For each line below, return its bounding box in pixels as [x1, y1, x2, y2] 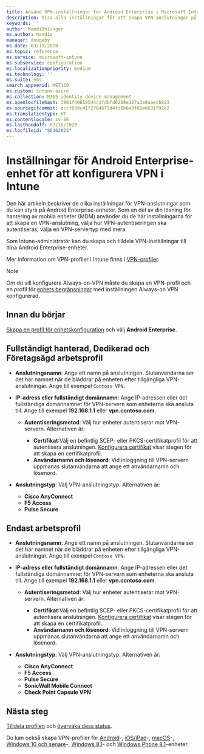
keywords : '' [6, 20, 39, 26]
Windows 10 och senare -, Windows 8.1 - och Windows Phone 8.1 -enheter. [6, 741, 189, 748]
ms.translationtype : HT [6, 111, 67, 117]
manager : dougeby [6, 37, 50, 43]
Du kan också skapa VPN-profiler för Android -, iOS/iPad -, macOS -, [6, 734, 175, 742]
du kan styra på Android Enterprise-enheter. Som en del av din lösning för [6, 206, 191, 213]
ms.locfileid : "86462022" [6, 128, 72, 134]
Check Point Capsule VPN [24, 688, 91, 696]
